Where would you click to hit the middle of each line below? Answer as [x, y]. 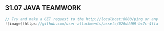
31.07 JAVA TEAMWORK [43, 8]
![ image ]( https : [21, 24]
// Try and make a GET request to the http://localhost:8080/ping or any [82, 19]
